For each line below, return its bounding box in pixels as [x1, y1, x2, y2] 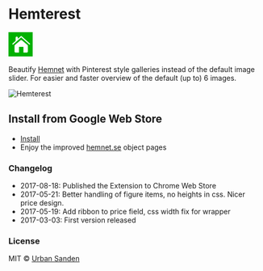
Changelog [8, 163, 52, 174]
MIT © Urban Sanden [8, 254, 80, 264]
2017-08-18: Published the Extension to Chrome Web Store [19, 181, 216, 191]
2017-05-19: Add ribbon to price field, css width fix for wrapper [19, 207, 232, 217]
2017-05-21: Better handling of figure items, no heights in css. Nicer [19, 189, 246, 199]
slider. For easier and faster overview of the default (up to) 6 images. [8, 73, 236, 83]
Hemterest [8, 5, 81, 23]
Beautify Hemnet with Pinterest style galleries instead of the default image [8, 64, 256, 74]
